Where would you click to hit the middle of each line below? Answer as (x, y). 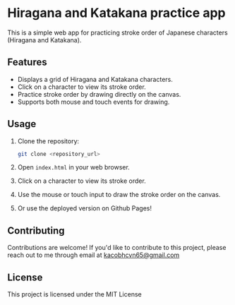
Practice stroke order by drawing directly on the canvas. (99, 94)
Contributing (36, 231)
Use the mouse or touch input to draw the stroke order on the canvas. (119, 195)
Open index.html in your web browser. (74, 167)
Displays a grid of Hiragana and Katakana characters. (95, 79)
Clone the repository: (48, 141)
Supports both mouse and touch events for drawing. (94, 102)
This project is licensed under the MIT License (75, 294)
